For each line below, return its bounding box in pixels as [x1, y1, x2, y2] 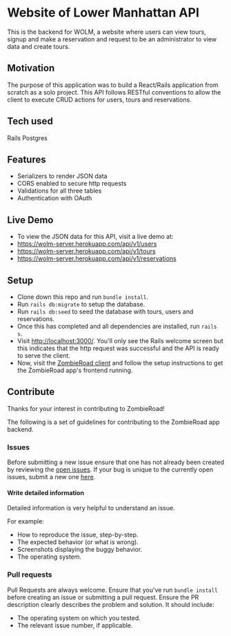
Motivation [7, 62, 55, 74]
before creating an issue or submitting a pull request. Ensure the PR [7, 592, 199, 601]
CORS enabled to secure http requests [17, 180, 127, 188]
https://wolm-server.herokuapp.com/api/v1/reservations [17, 254, 177, 263]
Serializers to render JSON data [17, 172, 108, 180]
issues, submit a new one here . [7, 473, 96, 481]
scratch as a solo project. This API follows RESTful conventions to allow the [7, 88, 221, 96]
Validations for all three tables [17, 186, 102, 195]
